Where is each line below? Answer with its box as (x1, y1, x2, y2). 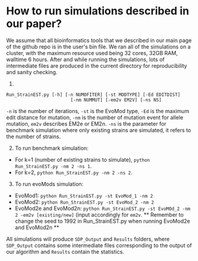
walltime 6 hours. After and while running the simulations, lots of (6, 56, 165, 63)
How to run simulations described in (6, 4, 190, 18)
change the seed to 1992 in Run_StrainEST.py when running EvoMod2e (14, 217, 190, 224)
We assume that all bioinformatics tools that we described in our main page (6, 37, 192, 44)
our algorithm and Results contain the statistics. (6, 248, 124, 255)
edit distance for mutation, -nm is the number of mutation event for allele (6, 114, 184, 121)
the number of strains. (6, 133, 61, 140)
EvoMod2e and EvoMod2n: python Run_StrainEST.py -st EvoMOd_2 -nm (14, 205, 191, 212)
